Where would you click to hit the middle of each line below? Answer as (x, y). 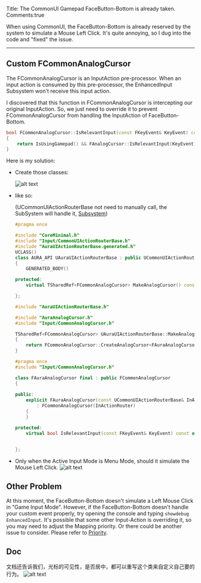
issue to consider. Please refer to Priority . (57, 533)
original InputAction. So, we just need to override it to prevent (82, 109)
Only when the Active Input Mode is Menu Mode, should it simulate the (102, 461)
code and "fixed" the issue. (40, 39)
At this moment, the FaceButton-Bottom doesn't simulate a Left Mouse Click (100, 501)
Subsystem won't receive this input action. (59, 91)
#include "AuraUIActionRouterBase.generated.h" (75, 246)
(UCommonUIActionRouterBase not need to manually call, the (91, 207)
